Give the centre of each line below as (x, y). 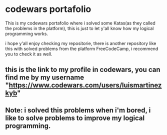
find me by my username (45, 78)
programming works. (27, 33)
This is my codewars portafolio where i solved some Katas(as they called (80, 23)
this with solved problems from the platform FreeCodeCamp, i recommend (82, 48)
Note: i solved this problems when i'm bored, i (78, 110)
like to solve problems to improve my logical (75, 118)
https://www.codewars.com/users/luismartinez (85, 85)
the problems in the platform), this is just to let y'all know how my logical (79, 28)
